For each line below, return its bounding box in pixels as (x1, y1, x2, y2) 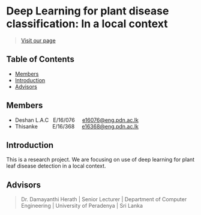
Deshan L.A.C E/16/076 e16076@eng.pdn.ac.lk (14, 116, 139, 124)
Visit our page (20, 37, 56, 44)
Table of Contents (6, 54, 75, 64)
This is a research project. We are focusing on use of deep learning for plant (6, 156, 195, 163)
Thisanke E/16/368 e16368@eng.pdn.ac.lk (14, 123, 139, 130)
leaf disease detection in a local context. (6, 162, 106, 169)
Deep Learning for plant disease (6, 4, 169, 18)
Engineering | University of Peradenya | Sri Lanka (20, 202, 143, 210)
